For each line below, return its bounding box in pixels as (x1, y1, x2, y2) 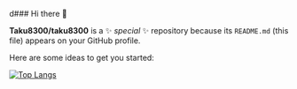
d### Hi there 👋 (9, 9, 68, 19)
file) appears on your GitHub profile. (9, 35, 141, 46)
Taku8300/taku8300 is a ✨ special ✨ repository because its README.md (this (9, 26, 289, 35)
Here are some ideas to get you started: (9, 53, 155, 63)
